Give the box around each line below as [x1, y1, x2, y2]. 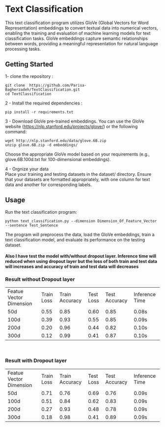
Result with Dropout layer [5, 357, 67, 364]
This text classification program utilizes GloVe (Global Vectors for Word [5, 20, 149, 26]
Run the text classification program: [5, 209, 77, 215]
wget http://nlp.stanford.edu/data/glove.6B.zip [5, 138, 107, 143]
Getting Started [5, 60, 54, 68]
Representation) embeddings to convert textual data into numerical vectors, [5, 25, 158, 31]
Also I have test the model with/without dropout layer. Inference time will [5, 253, 156, 259]
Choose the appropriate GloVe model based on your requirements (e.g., [5, 151, 150, 157]
